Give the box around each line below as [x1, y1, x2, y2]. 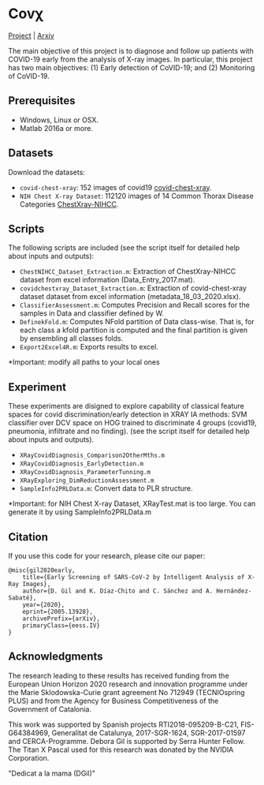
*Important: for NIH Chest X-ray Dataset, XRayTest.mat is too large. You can [8, 499, 256, 509]
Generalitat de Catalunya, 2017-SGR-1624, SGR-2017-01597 [51, 727, 246, 738]
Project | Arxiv [8, 31, 55, 40]
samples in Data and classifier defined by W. [19, 308, 164, 318]
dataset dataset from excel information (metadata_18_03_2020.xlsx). [19, 292, 241, 301]
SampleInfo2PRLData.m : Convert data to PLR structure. [19, 484, 193, 493]
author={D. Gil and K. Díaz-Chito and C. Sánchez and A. [22, 587, 214, 595]
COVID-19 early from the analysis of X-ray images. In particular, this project [8, 54, 253, 64]
